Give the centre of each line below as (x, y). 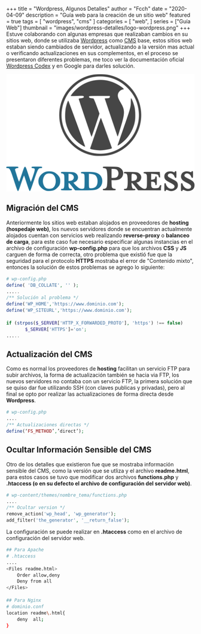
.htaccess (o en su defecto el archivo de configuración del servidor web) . (99, 483)
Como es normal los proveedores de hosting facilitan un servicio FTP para (98, 369)
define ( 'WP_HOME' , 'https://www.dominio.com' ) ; (65, 304)
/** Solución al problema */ (42, 298)
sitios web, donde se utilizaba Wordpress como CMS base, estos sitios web (99, 40)
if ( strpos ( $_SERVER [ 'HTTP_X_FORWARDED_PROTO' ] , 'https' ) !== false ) (95, 323)
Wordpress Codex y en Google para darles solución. (71, 66)
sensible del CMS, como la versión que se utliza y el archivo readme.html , (98, 471)
